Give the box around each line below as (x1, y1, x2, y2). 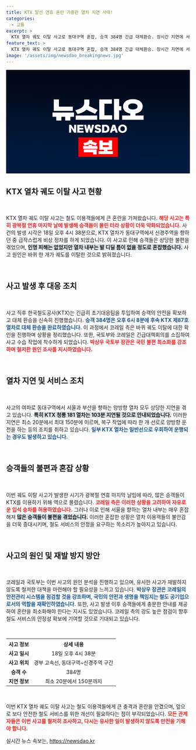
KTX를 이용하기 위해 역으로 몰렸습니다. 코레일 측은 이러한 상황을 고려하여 (6, 498, 171, 506)
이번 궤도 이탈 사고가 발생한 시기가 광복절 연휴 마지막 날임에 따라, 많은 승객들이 (6, 491, 185, 498)
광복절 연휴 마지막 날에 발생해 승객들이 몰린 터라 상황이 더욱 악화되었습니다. (12, 222, 181, 229)
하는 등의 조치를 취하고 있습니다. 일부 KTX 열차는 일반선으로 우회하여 (16, 426, 173, 433)
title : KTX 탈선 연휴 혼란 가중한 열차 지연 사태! (6, 9, 113, 15)
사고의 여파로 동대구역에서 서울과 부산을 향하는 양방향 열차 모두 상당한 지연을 (6, 404, 181, 411)
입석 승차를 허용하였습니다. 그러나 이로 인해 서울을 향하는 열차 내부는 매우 (12, 506, 178, 513)
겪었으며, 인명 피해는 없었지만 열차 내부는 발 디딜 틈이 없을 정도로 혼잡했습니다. (6, 244, 183, 251)
